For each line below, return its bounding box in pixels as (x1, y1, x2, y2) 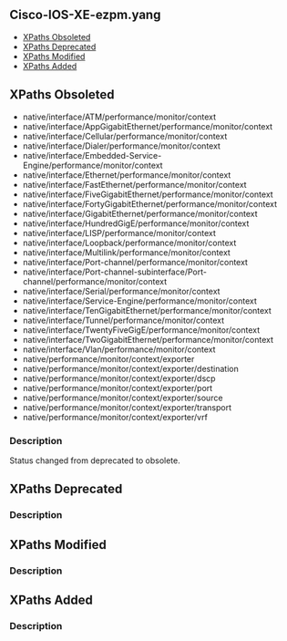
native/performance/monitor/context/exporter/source (22, 392, 223, 403)
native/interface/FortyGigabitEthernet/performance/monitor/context (22, 198, 278, 209)
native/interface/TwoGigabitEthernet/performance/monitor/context (22, 334, 273, 345)
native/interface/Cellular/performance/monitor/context (22, 130, 228, 141)
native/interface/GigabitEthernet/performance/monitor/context (22, 208, 258, 219)
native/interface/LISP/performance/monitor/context (22, 227, 217, 238)
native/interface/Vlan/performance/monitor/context (22, 344, 216, 355)
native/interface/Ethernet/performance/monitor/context (22, 169, 231, 181)
